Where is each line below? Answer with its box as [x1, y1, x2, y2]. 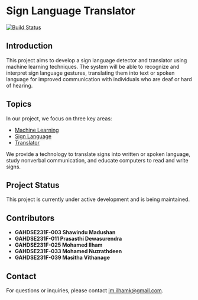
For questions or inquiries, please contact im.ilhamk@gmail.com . [6, 287, 164, 294]
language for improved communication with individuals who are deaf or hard [6, 75, 192, 82]
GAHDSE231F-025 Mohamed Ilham [14, 241, 103, 248]
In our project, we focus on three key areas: [6, 114, 112, 122]
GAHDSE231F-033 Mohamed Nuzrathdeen [14, 248, 122, 255]
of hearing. [6, 82, 33, 89]
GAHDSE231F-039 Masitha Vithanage [14, 254, 111, 261]
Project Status [6, 180, 60, 190]
